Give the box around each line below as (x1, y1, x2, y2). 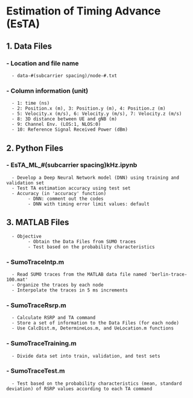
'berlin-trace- (149, 271, 188, 278)
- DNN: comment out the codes (28, 196, 104, 202)
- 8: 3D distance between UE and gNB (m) (11, 116, 118, 122)
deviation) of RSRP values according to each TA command (6, 385, 153, 392)
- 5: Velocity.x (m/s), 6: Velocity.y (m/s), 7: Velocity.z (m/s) (11, 111, 182, 117)
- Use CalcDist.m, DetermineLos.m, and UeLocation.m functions (11, 325, 174, 332)
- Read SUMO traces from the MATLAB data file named (11, 271, 147, 278)
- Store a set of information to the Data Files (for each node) (11, 320, 180, 326)
